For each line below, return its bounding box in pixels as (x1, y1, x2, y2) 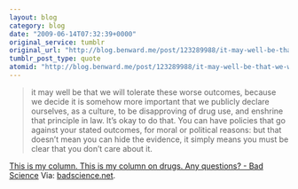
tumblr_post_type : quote (9, 54, 101, 63)
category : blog (9, 21, 66, 30)
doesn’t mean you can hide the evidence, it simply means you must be (30, 134, 289, 145)
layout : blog (9, 12, 58, 22)
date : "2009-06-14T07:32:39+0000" (9, 29, 137, 38)
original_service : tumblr (9, 37, 105, 47)
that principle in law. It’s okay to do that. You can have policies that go (30, 114, 286, 125)
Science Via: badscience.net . (9, 169, 116, 180)
